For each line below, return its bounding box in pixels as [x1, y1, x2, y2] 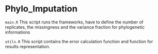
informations [5, 29, 31, 35]
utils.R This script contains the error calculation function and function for [5, 38, 153, 44]
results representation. [5, 43, 50, 49]
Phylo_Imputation [5, 3, 78, 14]
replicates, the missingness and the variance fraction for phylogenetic [5, 24, 145, 30]
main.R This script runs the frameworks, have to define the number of [5, 19, 144, 25]
